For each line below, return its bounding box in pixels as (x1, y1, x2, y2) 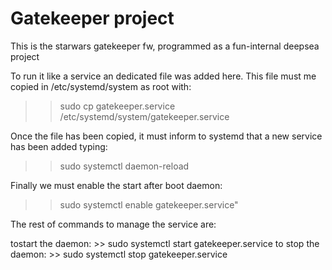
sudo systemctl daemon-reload (59, 160, 190, 172)
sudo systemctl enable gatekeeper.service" (59, 198, 239, 211)
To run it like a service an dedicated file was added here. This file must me (10, 70, 317, 82)
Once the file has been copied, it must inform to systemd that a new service (10, 130, 323, 142)
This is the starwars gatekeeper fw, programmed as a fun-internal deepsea (10, 40, 320, 52)
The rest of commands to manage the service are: (10, 218, 217, 230)
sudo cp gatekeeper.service (59, 100, 176, 112)
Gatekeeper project (10, 7, 175, 30)
